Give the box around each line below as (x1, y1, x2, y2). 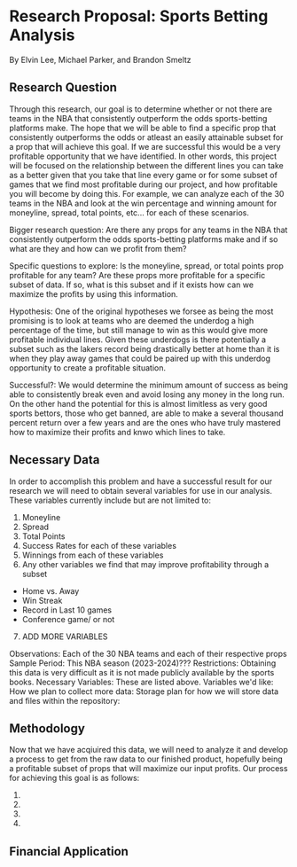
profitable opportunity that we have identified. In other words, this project (9, 151, 277, 161)
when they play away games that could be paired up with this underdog (9, 353, 271, 363)
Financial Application (9, 844, 129, 859)
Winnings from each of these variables (21, 550, 164, 560)
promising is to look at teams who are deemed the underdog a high (9, 315, 254, 325)
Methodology (9, 721, 86, 736)
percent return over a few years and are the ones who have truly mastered (9, 417, 281, 427)
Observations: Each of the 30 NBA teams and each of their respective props (9, 648, 287, 659)
